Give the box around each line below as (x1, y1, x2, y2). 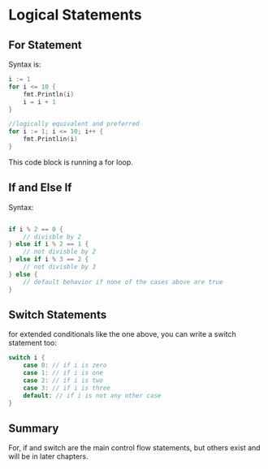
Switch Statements (8, 308, 107, 321)
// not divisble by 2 (23, 247, 96, 256)
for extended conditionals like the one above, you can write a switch (8, 329, 237, 339)
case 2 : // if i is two (23, 376, 104, 385)
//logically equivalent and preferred (8, 120, 140, 128)
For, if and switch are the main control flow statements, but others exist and (8, 443, 262, 453)
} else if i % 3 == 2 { (8, 256, 89, 264)
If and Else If (8, 181, 72, 195)
